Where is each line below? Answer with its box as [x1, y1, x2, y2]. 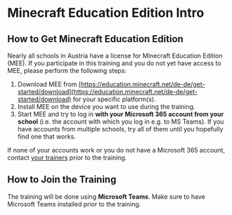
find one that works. [17, 132, 76, 141]
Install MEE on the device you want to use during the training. [17, 103, 195, 110]
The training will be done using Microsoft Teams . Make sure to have [7, 192, 206, 201]
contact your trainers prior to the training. [7, 153, 127, 162]
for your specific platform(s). [72, 95, 156, 103]
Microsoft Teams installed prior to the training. [7, 200, 141, 208]
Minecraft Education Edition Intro [7, 5, 205, 21]
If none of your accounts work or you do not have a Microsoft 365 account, [7, 146, 225, 154]
